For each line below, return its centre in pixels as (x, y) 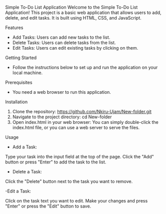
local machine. (27, 73)
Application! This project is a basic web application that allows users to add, (83, 13)
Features (14, 28)
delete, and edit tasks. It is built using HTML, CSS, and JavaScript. (73, 18)
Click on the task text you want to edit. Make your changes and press (76, 201)
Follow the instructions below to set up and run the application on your (85, 67)
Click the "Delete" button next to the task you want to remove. (69, 181)
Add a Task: (25, 147)
